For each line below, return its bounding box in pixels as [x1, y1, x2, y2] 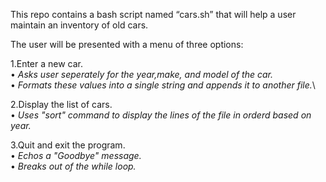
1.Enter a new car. [10, 58, 84, 69]
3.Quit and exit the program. [10, 139, 126, 151]
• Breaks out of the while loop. [10, 160, 137, 172]
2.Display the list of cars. [10, 99, 113, 110]
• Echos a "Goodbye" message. [10, 150, 142, 161]
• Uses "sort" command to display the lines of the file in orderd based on [10, 109, 312, 121]
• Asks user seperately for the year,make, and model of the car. [10, 69, 274, 80]
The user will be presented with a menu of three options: [10, 39, 244, 50]
